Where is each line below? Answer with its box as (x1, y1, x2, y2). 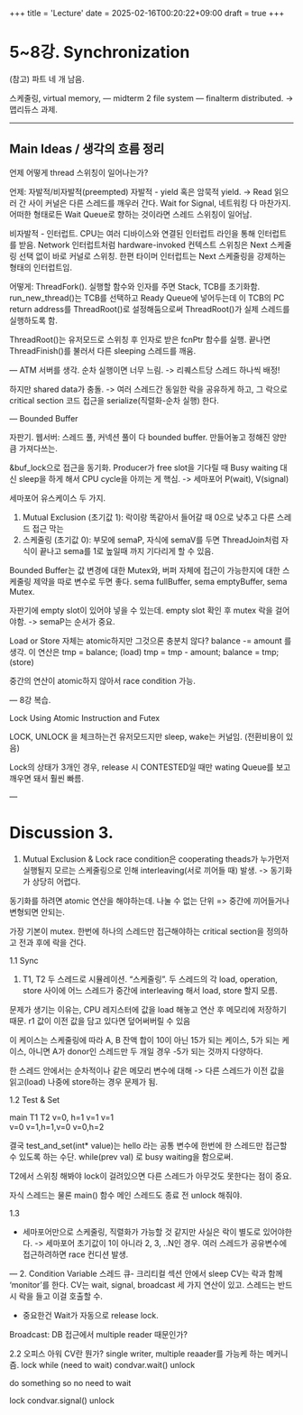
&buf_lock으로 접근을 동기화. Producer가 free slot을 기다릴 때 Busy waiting (9, 462, 279, 473)
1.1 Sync (9, 955, 39, 966)
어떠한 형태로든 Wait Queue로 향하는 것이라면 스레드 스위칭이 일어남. (9, 208, 252, 219)
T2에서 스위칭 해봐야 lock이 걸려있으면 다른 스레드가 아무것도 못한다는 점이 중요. (9, 1170, 292, 1181)
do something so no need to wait (9, 1377, 132, 1388)
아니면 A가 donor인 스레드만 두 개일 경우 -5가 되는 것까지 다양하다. (28, 1046, 263, 1057)
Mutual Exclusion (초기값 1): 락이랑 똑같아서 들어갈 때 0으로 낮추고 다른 (22, 512, 275, 523)
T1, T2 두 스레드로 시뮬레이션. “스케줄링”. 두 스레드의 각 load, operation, (22, 974, 278, 985)
